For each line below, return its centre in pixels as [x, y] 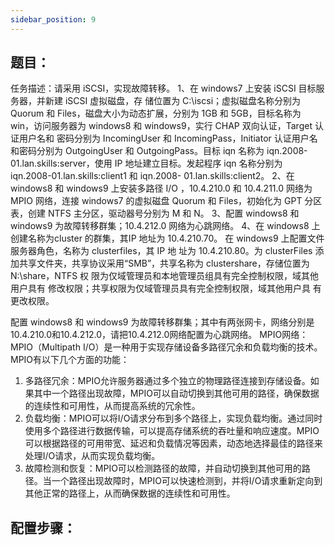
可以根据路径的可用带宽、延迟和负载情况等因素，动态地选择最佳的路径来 [173, 443]
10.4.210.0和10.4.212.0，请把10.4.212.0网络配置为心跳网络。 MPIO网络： [159, 335]
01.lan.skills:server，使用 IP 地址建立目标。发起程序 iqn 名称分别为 [146, 163]
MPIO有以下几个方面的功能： [70, 360]
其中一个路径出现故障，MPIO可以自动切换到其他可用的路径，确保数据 [176, 393]
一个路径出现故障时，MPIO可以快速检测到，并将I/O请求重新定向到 [187, 481]
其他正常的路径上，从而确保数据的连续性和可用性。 [130, 493]
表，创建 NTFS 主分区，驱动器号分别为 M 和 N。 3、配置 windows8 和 [155, 213]
